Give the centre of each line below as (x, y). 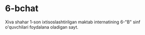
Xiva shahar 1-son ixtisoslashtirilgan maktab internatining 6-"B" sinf (73, 22)
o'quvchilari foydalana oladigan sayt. (42, 27)
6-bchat (22, 9)
